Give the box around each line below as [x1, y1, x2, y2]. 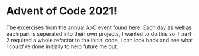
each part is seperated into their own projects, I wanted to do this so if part [6, 30, 191, 37]
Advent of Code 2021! [6, 4, 117, 18]
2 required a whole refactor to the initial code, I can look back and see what [6, 36, 194, 43]
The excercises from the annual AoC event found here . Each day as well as [6, 24, 192, 31]
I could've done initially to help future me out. [6, 43, 118, 50]
